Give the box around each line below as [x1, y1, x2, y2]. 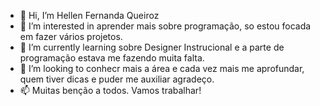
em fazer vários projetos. [19, 31, 123, 42]
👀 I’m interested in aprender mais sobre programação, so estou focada [19, 20, 312, 32]
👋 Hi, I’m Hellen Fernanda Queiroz [19, 10, 160, 21]
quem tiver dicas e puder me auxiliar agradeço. [19, 73, 215, 85]
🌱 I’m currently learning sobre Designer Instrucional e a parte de [19, 41, 285, 53]
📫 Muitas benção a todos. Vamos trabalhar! [19, 85, 202, 96]
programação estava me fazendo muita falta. [19, 52, 205, 64]
